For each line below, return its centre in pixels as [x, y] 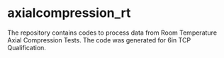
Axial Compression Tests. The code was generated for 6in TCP [99, 40]
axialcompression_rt [69, 13]
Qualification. [27, 47]
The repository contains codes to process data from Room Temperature [112, 33]
